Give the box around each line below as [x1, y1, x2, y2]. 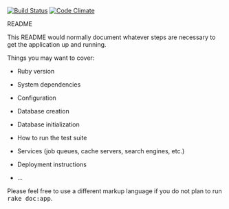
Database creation [17, 107, 70, 115]
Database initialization [17, 120, 80, 129]
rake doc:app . [7, 195, 53, 202]
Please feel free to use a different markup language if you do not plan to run [7, 187, 222, 195]
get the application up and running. [7, 41, 107, 48]
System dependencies [17, 80, 81, 89]
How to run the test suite [17, 134, 87, 142]
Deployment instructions [17, 160, 87, 168]
